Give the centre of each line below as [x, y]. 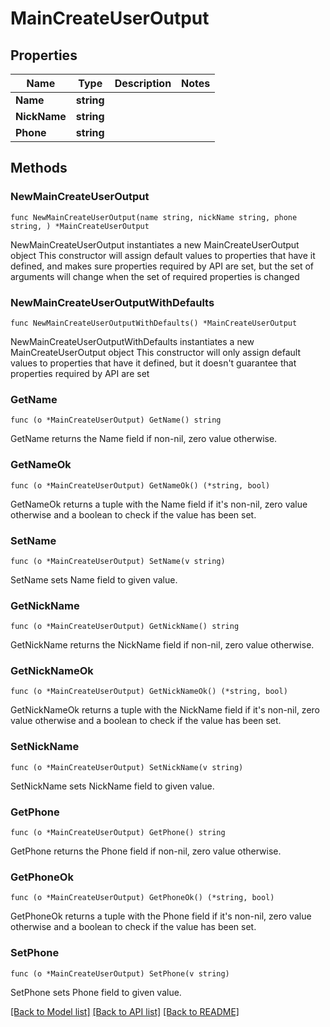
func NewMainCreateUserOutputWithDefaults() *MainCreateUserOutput [154, 323]
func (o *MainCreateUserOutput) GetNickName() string [125, 627]
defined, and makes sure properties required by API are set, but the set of [162, 266]
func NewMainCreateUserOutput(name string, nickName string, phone [154, 217]
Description [143, 83]
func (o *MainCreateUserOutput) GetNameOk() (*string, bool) [140, 485]
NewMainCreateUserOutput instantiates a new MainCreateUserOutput [155, 244]
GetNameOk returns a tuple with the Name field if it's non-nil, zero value [159, 504]
